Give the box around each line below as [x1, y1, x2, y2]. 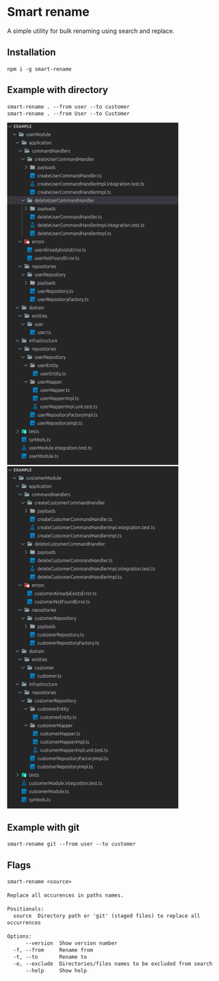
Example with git [7, 821, 80, 833]
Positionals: [7, 906, 44, 913]
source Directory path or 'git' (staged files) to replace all [13, 913, 201, 919]
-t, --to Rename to [13, 954, 88, 960]
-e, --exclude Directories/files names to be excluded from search [13, 960, 213, 967]
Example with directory [7, 84, 108, 96]
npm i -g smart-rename [7, 66, 72, 73]
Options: [7, 933, 32, 940]
